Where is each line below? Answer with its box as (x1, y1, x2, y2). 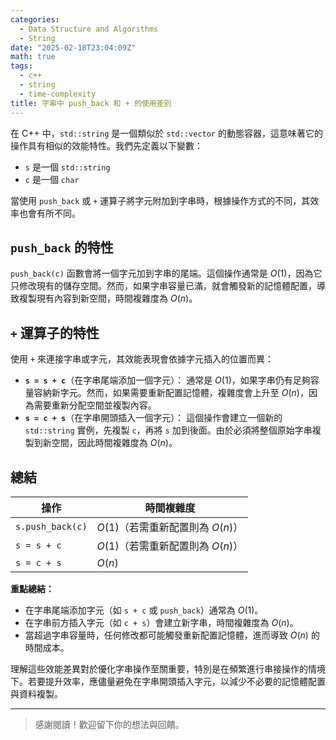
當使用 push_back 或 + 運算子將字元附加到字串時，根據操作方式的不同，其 (10, 194, 311, 206)
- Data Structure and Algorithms (19, 24, 159, 34)
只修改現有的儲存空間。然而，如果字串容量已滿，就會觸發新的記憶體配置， (10, 280, 317, 292)
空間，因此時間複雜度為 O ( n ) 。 (51, 437, 178, 449)
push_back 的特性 (10, 239, 114, 256)
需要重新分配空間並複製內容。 (33, 399, 157, 411)
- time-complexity (19, 89, 97, 99)
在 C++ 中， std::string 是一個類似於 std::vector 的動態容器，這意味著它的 (10, 127, 323, 139)
